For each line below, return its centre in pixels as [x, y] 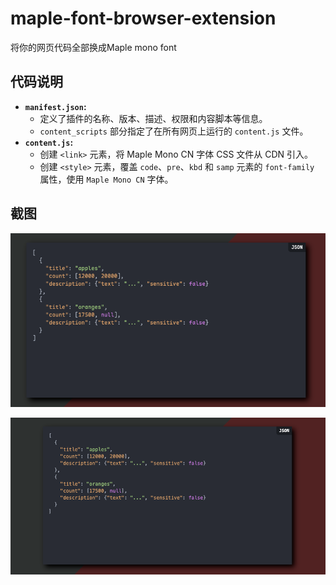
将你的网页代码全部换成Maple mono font [93, 47]
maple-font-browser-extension [143, 18]
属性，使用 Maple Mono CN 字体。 [106, 179]
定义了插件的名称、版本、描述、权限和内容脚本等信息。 [153, 118]
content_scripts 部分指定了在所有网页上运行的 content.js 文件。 [174, 131]
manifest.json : [55, 106]
